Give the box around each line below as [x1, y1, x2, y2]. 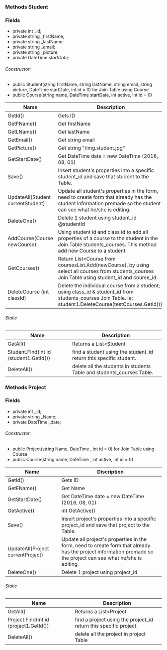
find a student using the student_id [72, 348, 153, 355]
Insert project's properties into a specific [61, 516, 157, 522]
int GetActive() [61, 507, 96, 514]
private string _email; [12, 44, 56, 50]
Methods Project [5, 384, 46, 390]
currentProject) [7, 551, 44, 558]
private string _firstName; [12, 33, 65, 39]
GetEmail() [7, 136, 33, 143]
